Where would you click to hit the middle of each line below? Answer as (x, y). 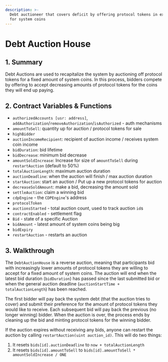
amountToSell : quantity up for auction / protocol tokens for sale (77, 128)
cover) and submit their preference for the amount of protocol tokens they (81, 304)
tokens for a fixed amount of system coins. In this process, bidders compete (84, 79)
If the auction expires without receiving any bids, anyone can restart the (79, 330)
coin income (25, 144)
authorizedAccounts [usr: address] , (50, 118)
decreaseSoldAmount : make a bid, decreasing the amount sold (75, 187)
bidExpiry (23, 230)
